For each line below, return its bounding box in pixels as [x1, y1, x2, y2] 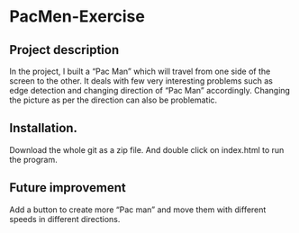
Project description [9, 42, 120, 58]
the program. [9, 154, 58, 165]
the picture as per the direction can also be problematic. [9, 94, 218, 105]
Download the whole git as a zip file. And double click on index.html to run [9, 144, 285, 155]
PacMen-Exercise [9, 6, 146, 27]
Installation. [9, 121, 78, 136]
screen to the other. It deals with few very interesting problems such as [9, 76, 273, 86]
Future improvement [9, 180, 126, 195]
